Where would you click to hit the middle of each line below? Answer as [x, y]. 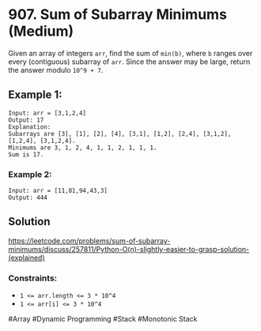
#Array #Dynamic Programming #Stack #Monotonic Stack [103, 319]
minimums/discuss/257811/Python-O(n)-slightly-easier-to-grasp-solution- [129, 249]
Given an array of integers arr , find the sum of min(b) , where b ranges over [130, 53]
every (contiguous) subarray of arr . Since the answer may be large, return [129, 62]
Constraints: [33, 278]
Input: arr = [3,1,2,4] [47, 113]
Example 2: [30, 174]
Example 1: [35, 95]
